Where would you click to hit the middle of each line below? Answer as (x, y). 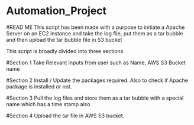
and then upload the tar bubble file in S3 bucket (64, 40)
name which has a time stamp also (48, 104)
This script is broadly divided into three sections (65, 51)
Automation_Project (56, 11)
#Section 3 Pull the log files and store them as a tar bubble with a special (95, 98)
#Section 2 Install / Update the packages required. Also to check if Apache (97, 80)
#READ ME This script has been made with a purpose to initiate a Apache (96, 27)
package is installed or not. (39, 86)
